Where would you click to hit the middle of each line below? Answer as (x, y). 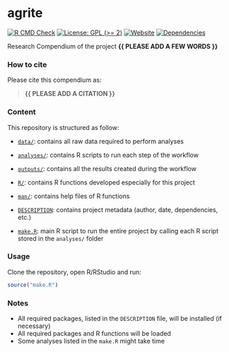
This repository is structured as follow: (63, 127)
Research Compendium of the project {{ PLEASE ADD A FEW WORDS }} (113, 46)
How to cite (27, 64)
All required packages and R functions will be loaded (94, 333)
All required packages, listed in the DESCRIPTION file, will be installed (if (120, 318)
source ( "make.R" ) (33, 285)
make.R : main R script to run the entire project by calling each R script (118, 230)
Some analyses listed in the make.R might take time (91, 341)
